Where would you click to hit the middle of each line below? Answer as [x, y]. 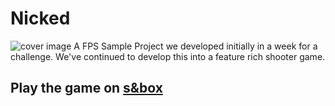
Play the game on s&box [86, 88]
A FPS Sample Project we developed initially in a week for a [195, 46]
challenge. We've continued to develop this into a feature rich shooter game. [168, 56]
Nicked [40, 18]
